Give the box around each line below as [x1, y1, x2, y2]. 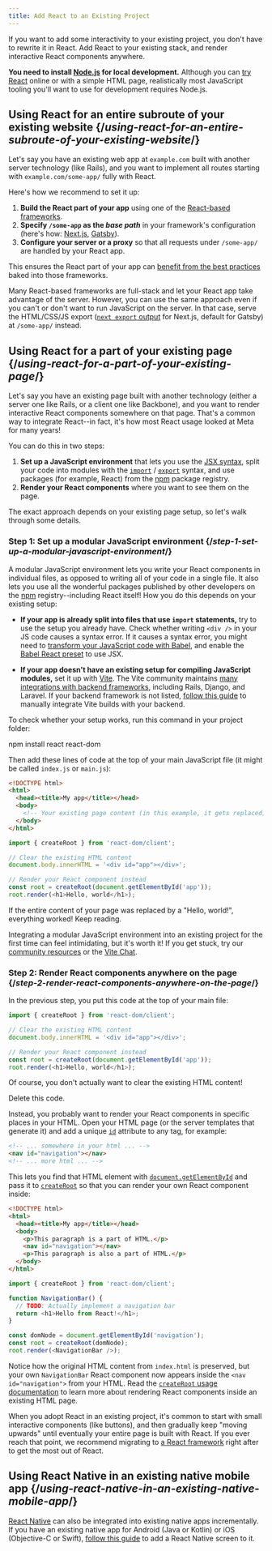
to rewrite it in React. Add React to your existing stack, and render [8, 42, 228, 53]
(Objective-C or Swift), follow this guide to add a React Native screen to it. [8, 1533, 255, 1543]
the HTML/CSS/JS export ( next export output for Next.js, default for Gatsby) [8, 312, 264, 322]
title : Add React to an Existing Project [8, 11, 151, 20]
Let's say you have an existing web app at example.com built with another [8, 155, 250, 164]
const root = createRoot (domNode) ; [8, 1339, 129, 1348]
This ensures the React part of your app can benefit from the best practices [8, 262, 261, 271]
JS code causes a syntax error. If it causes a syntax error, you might [19, 631, 248, 641]
